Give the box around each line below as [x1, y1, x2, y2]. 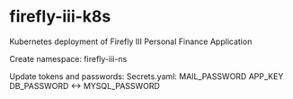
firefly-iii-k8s [9, 6, 111, 27]
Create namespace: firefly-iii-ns [9, 53, 128, 64]
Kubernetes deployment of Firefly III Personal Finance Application [9, 36, 253, 47]
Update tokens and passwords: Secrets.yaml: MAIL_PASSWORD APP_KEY [9, 70, 284, 82]
